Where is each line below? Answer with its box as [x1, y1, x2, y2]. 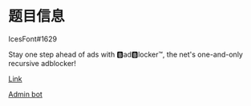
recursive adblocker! [8, 58, 76, 68]
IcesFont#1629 [8, 33, 58, 44]
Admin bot [8, 89, 43, 99]
